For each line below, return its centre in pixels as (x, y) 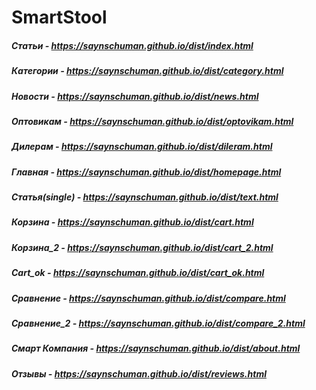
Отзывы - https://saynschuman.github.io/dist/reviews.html (139, 373)
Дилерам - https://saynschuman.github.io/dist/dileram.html (142, 147)
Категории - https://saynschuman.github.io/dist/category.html (147, 71)
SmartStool (59, 17)
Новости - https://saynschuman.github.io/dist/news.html (135, 96)
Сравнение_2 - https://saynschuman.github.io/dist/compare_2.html (158, 323)
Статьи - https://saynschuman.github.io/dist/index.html (132, 45)
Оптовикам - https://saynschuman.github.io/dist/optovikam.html (152, 121)
